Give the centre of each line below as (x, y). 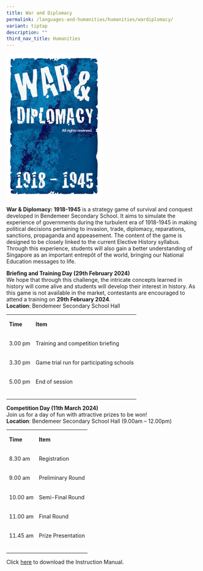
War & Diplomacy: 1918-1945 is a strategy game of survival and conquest (99, 209)
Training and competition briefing (77, 343)
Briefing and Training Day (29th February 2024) (68, 273)
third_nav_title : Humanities (43, 39)
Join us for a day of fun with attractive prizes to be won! (77, 415)
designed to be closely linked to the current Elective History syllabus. (93, 241)
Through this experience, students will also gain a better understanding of (99, 248)
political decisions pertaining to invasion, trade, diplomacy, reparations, (96, 229)
